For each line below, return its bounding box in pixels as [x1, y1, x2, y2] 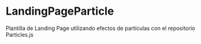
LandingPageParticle [5, 4, 114, 18]
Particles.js [5, 31, 34, 38]
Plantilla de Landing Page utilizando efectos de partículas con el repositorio [5, 24, 196, 32]
